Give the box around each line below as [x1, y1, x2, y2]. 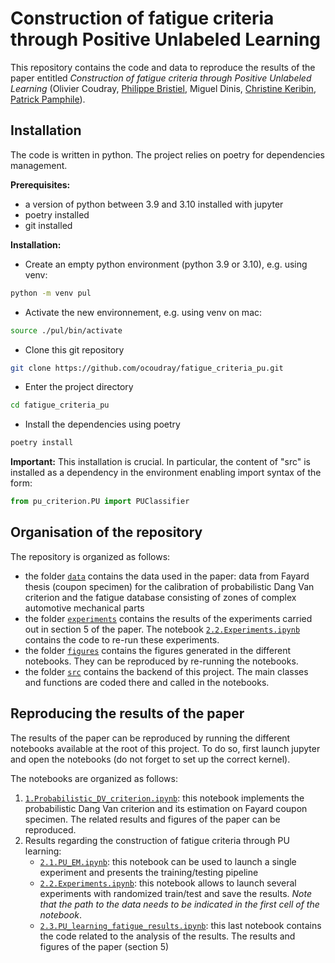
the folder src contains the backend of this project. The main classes [24, 665, 309, 677]
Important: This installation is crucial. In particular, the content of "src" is [10, 456, 311, 468]
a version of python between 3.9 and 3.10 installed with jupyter [24, 198, 284, 210]
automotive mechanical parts [24, 602, 145, 614]
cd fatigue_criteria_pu [10, 400, 110, 411]
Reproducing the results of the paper [10, 705, 245, 722]
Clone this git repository [24, 343, 125, 356]
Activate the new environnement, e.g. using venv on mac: [24, 306, 263, 318]
